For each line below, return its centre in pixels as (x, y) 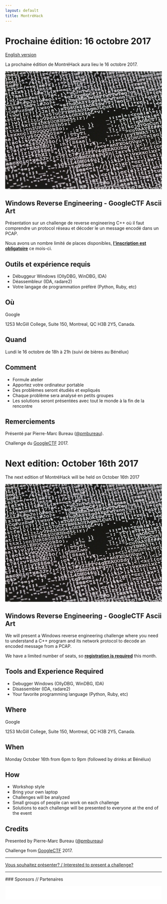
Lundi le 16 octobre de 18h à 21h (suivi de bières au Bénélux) (67, 352)
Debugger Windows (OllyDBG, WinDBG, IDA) (58, 683)
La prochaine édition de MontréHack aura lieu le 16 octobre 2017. (72, 64)
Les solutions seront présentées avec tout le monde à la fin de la (78, 401)
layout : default (22, 10)
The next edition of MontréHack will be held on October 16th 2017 (72, 477)
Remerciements (30, 421)
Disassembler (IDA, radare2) (41, 689)
